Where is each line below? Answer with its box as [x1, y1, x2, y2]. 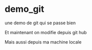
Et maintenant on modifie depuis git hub [4, 29, 87, 35]
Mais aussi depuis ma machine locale [4, 39, 82, 45]
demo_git [4, 3, 44, 15]
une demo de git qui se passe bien [4, 20, 76, 26]
